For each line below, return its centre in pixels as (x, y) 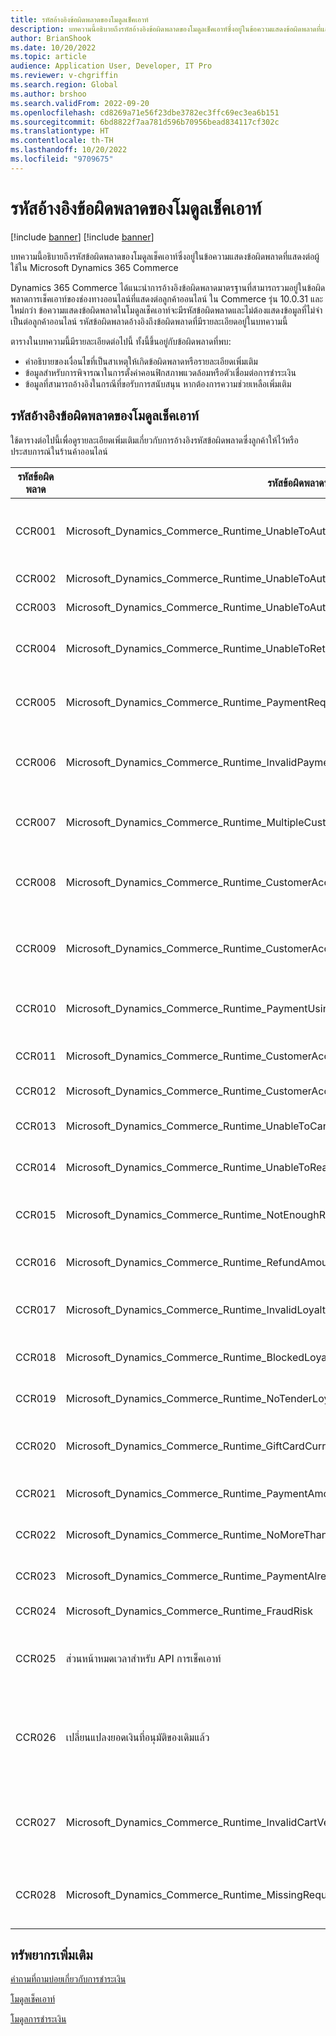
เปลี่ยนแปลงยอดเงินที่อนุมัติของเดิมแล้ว (137, 1737)
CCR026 (36, 1737)
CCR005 (36, 702)
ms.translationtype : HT (60, 131)
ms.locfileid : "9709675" (62, 159)
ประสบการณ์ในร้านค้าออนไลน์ (59, 451)
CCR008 (36, 882)
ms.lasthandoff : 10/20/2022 (69, 150)
